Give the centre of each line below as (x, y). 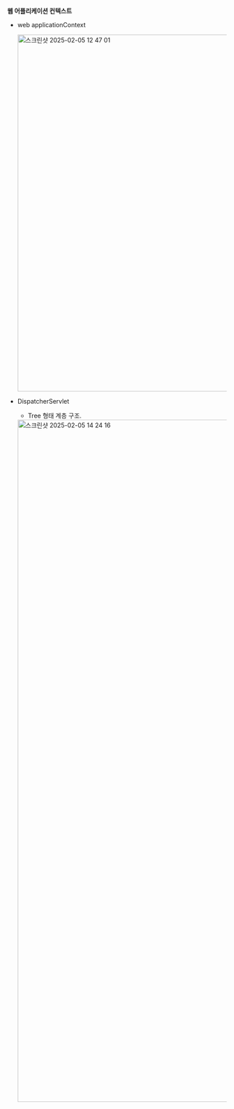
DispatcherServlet (43, 401)
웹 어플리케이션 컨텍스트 (40, 11)
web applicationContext (51, 25)
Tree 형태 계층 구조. (55, 415)
